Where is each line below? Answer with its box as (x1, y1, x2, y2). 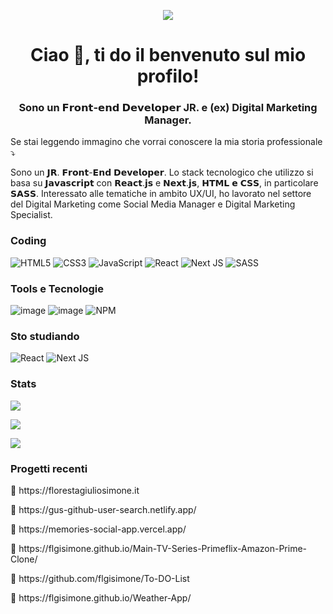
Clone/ (10, 553, 38, 565)
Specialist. (10, 209, 53, 221)
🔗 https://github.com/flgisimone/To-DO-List (10, 572, 190, 584)
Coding (10, 234, 47, 248)
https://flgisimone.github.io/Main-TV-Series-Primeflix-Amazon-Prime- (18, 542, 308, 554)
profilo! (136, 65, 200, 88)
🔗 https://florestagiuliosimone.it (10, 484, 140, 496)
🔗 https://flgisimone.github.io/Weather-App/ (10, 591, 192, 604)
